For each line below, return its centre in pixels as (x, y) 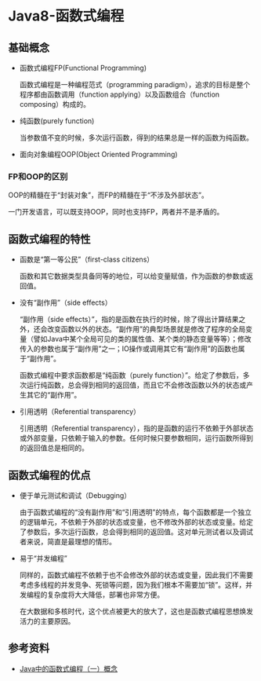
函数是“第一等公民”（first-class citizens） (87, 259)
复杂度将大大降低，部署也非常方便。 (105, 595)
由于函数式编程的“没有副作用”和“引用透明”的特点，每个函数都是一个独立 (136, 512)
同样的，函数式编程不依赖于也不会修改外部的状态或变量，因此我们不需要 (136, 575)
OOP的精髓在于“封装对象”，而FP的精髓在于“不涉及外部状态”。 (109, 195)
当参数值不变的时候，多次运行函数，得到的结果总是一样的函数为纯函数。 (136, 137)
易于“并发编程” (43, 558)
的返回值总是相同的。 (54, 448)
